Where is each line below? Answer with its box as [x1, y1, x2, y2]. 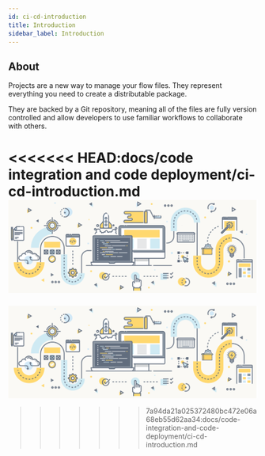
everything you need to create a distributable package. [8, 89, 187, 99]
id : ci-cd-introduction [8, 13, 87, 21]
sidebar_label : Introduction [8, 29, 104, 37]
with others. [8, 121, 47, 131]
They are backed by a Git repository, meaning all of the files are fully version [8, 104, 257, 114]
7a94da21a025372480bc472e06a [146, 406, 257, 416]
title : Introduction [8, 21, 77, 29]
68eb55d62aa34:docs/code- [146, 415, 241, 424]
